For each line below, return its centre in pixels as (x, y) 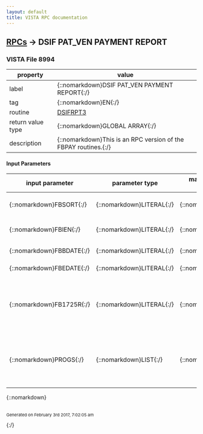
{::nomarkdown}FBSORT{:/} (48, 205)
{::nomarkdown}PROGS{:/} (47, 360)
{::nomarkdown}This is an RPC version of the (121, 140)
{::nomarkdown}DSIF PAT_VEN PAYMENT (115, 85)
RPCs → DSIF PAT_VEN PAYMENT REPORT (87, 42)
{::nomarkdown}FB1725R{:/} (50, 304)
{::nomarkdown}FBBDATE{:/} (50, 251)
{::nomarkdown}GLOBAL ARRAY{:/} (107, 126)
